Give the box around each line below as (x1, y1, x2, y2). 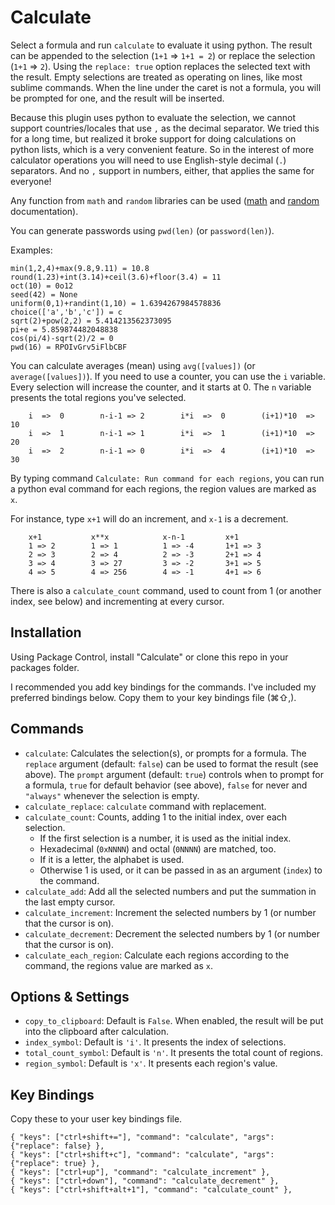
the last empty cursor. (24, 896, 116, 908)
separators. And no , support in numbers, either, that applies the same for (10, 164, 315, 176)
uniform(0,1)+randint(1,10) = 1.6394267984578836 (10, 298, 222, 308)
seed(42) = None (10, 289, 78, 300)
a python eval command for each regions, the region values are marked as (10, 482, 317, 495)
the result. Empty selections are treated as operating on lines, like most (10, 71, 303, 83)
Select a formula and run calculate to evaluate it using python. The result (10, 39, 313, 51)
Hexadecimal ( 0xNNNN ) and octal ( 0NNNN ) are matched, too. (39, 842, 277, 855)
